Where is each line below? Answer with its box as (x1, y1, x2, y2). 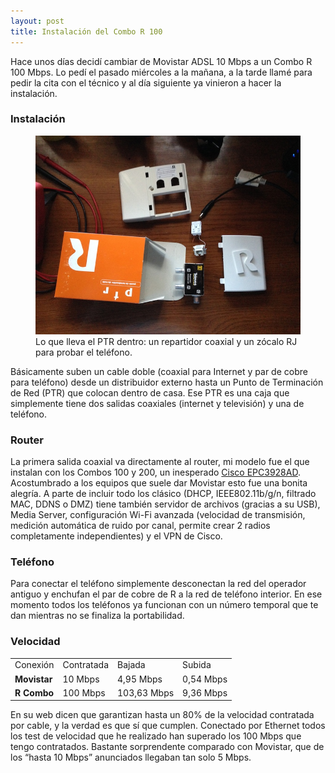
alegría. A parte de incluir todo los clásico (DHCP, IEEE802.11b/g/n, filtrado (10, 488, 317, 500)
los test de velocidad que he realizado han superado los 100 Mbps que (10, 730, 302, 742)
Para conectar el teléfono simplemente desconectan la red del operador (10, 578, 307, 590)
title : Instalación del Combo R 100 (10, 26, 163, 37)
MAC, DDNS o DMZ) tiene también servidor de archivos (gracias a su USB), (10, 498, 321, 510)
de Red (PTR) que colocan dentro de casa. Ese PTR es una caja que (10, 386, 290, 399)
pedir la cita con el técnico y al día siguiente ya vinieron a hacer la (10, 76, 282, 89)
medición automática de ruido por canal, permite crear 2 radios (10, 520, 271, 532)
